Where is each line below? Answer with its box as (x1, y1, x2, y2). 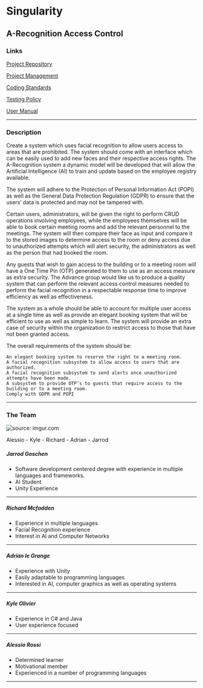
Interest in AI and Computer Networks (14, 532, 110, 540)
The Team (6, 411, 36, 419)
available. (6, 174, 30, 181)
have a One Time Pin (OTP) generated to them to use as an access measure (6, 267, 195, 275)
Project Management (6, 72, 59, 79)
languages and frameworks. (14, 472, 85, 479)
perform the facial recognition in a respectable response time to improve (6, 287, 187, 294)
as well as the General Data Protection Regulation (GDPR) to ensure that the (6, 192, 195, 199)
